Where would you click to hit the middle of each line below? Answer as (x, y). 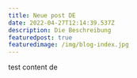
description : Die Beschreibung (60, 30)
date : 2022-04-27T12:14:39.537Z (61, 23)
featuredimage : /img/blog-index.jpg (68, 45)
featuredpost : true (40, 37)
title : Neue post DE (42, 15)
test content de (33, 67)
